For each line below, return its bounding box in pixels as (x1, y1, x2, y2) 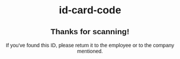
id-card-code (58, 4, 122, 17)
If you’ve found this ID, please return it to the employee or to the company (5, 42, 175, 48)
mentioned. (77, 48, 103, 54)
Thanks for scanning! (50, 27, 130, 36)
